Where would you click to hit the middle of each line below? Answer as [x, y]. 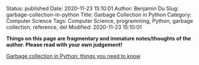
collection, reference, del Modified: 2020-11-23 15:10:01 [74, 27]
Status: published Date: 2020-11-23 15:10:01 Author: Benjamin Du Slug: [93, 8]
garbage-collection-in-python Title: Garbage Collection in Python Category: [99, 15]
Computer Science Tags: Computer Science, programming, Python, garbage [99, 21]
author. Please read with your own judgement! [64, 45]
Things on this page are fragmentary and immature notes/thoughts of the [99, 38]
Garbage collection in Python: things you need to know [73, 56]
